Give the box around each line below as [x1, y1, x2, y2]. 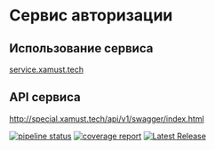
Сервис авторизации [9, 5, 173, 26]
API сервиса [9, 90, 82, 105]
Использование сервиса [9, 41, 154, 56]
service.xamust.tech [9, 64, 84, 75]
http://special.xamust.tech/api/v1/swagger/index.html [9, 113, 204, 124]
